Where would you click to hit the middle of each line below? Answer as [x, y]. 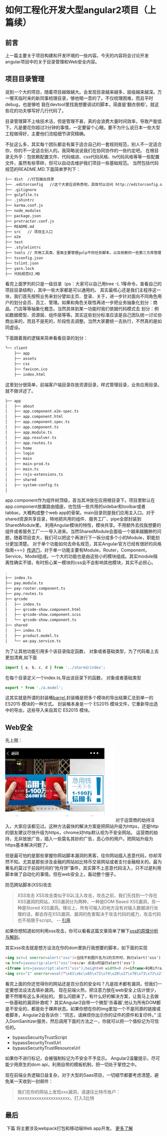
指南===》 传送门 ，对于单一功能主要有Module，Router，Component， [77, 550]
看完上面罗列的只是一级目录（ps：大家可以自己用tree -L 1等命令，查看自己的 [83, 284]
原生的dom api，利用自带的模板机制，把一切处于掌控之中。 [79, 1064]
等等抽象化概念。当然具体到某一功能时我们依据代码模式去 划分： [88, 309]
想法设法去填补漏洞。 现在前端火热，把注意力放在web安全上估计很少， [86, 990]
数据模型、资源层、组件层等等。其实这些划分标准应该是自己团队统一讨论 [83, 315]
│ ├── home [19, 448]
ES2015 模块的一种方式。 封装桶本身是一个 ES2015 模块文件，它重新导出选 [82, 704]
